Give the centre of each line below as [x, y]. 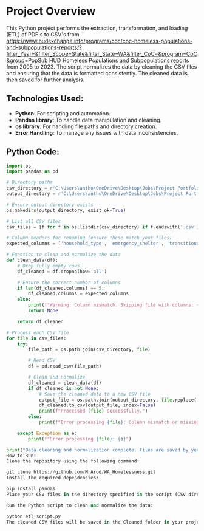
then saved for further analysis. [46, 80]
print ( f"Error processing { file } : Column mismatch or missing [119, 423]
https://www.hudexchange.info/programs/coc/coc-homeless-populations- [100, 41]
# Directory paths [29, 183]
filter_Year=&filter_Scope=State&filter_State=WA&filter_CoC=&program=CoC [102, 53]
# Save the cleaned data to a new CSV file [94, 394]
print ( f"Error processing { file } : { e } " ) [80, 439]
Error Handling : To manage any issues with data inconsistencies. [97, 132]
